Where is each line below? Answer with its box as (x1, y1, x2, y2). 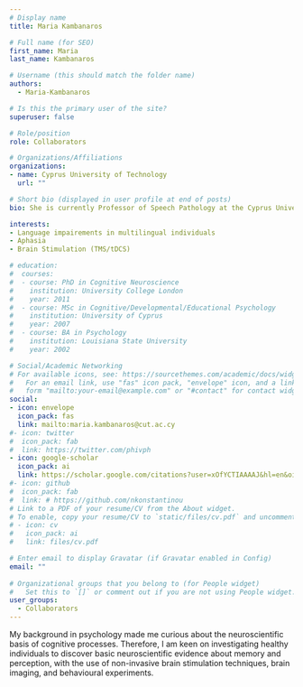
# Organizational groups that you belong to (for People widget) (9, 579, 260, 588)
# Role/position (9, 128, 70, 138)
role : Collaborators (9, 137, 87, 146)
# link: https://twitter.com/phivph (9, 445, 151, 454)
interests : (9, 219, 50, 228)
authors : (9, 79, 42, 88)
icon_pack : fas (17, 412, 75, 421)
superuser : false (9, 112, 75, 122)
